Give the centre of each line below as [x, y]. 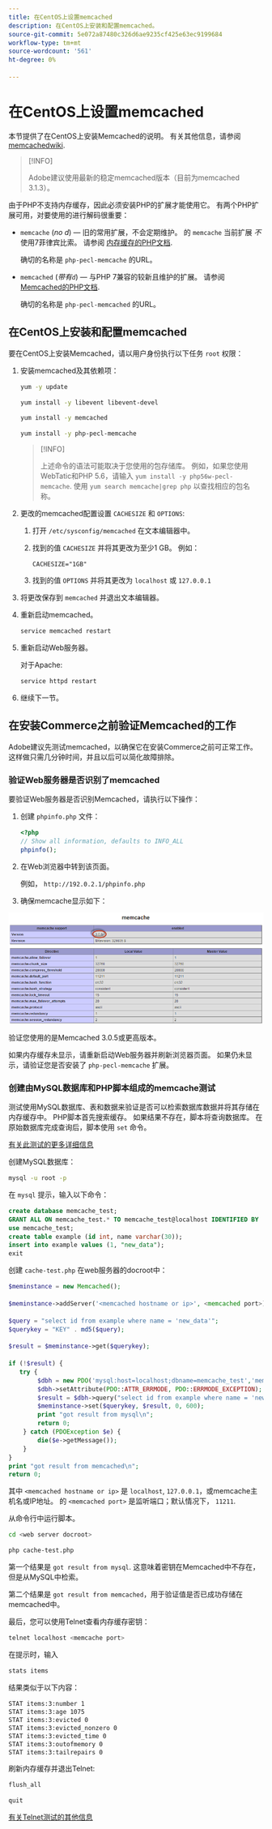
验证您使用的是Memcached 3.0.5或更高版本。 [85, 1037]
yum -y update [44, 387]
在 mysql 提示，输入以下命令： [59, 1194]
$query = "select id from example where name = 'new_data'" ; [114, 1321]
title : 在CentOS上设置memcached [61, 17]
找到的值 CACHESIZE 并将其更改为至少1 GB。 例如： [116, 548]
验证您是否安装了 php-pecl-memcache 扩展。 [102, 1065]
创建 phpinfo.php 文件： [60, 816]
